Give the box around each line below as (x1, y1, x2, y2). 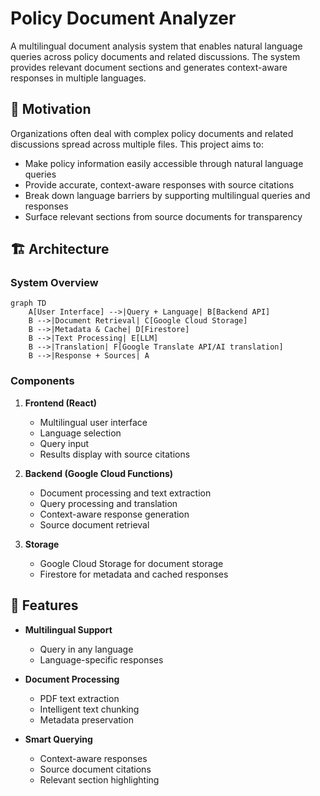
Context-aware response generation (39, 508, 190, 520)
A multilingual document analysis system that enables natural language (10, 40, 303, 52)
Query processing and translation (39, 497, 178, 509)
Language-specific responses (39, 653, 164, 666)
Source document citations (39, 763, 152, 775)
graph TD (10, 298, 47, 309)
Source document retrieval (39, 518, 150, 531)
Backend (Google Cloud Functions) (24, 467, 174, 479)
